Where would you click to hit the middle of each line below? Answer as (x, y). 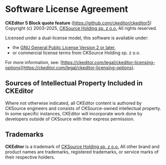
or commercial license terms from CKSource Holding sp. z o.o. (76, 53)
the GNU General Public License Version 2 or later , (64, 47)
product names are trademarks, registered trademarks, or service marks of (82, 152)
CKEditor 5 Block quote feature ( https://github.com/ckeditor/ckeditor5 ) (78, 23)
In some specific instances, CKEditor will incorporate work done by (74, 113)
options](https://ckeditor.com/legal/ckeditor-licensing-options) (69, 68)
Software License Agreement (67, 9)
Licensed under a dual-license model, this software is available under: (77, 38)
